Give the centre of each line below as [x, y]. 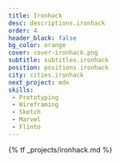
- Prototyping [35, 97]
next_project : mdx [39, 82]
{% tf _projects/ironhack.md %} [60, 149]
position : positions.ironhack [59, 68]
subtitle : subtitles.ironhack [59, 61]
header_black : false [43, 38]
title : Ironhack [35, 16]
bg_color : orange [37, 45]
